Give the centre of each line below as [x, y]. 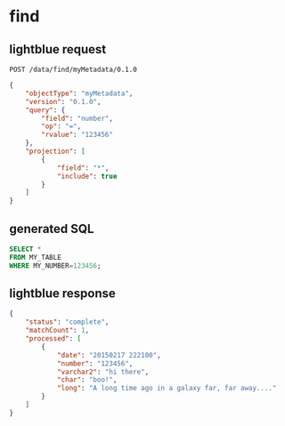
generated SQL [52, 229]
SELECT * [25, 249]
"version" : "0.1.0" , [63, 101]
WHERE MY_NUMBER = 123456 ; [55, 265]
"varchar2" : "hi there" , [103, 372]
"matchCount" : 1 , [57, 331]
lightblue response [62, 293]
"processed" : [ [53, 339]
